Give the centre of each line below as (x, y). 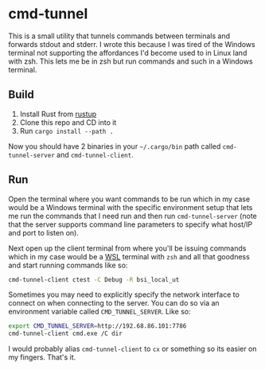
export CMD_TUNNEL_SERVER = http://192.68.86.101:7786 (97, 326)
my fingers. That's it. (42, 357)
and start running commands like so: (68, 265)
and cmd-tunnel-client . (95, 154)
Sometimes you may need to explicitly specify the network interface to (124, 294)
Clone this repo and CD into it (68, 122)
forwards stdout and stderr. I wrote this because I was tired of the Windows (132, 44)
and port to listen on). (44, 232)
